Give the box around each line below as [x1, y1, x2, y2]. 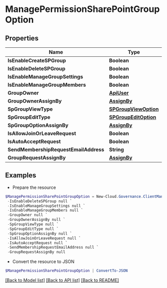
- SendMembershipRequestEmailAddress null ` [7, 245, 99, 250]
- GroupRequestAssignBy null [7, 250, 66, 255]
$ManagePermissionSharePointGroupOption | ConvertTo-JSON [5, 268, 128, 274]
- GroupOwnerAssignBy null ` [7, 217, 66, 222]
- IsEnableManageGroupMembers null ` [7, 208, 83, 213]
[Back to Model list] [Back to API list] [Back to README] [5, 278, 119, 284]
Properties [5, 34, 39, 42]
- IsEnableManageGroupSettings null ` [7, 203, 85, 208]
